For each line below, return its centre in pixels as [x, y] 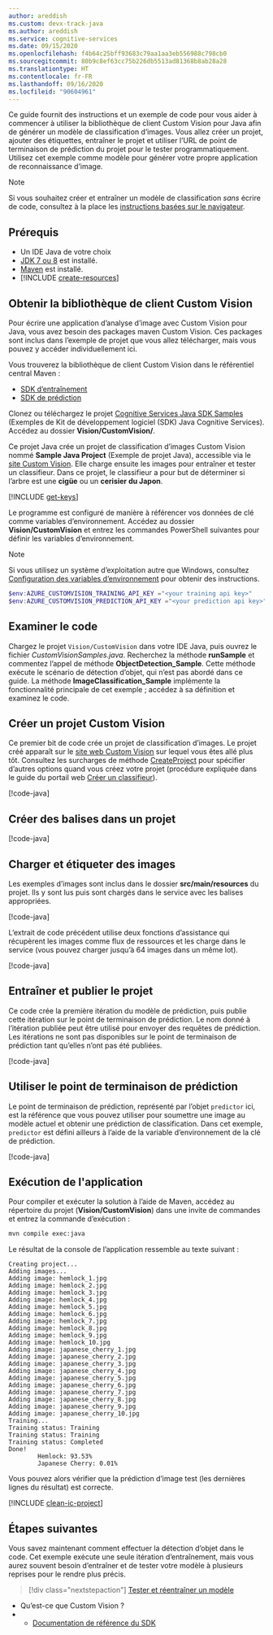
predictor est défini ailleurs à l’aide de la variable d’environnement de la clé [135, 1132]
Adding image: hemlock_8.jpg [58, 1328]
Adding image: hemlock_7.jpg [58, 1321]
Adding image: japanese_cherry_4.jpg [72, 1371]
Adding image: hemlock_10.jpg [60, 1343]
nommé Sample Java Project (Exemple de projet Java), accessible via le [130, 455]
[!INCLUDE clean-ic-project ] [56, 1503]
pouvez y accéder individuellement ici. [73, 349]
